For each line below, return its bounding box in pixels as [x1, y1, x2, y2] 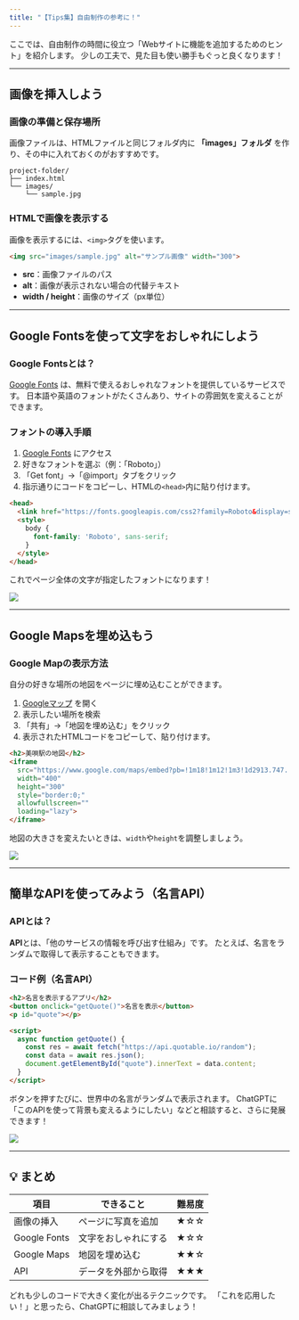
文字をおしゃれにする [78, 1232, 168, 1244]
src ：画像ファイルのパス [21, 269, 113, 280]
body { [25, 524, 50, 533]
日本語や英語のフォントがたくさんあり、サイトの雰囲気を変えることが [26, 390, 283, 401]
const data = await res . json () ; [25, 1051, 145, 1061]
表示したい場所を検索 [21, 709, 101, 720]
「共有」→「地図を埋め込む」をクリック [21, 720, 171, 731]
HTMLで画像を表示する [9, 212, 109, 225]
